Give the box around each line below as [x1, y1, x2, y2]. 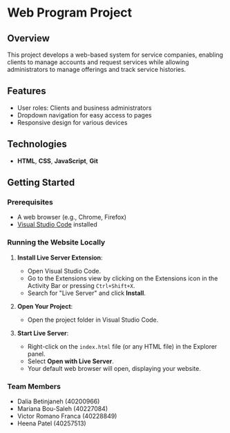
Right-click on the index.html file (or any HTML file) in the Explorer [27, 342, 218, 350]
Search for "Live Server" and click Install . [27, 289, 146, 297]
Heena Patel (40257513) [17, 419, 86, 427]
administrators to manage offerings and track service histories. [7, 66, 186, 73]
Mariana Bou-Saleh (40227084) [17, 404, 108, 412]
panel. [27, 349, 46, 358]
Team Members [7, 381, 61, 391]
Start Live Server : [17, 329, 69, 337]
